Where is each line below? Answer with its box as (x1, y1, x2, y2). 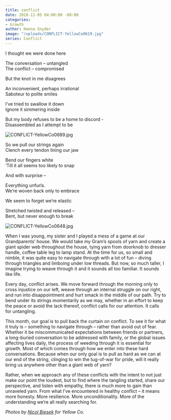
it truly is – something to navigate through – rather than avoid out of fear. (5, 324, 157, 330)
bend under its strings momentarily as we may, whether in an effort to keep (5, 297, 163, 303)
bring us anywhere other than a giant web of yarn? (5, 362, 112, 368)
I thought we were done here (5, 50, 66, 56)
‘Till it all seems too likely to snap (5, 162, 75, 168)
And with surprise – (5, 172, 46, 178)
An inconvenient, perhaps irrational (5, 85, 79, 91)
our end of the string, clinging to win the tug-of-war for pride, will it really (5, 356, 159, 362)
